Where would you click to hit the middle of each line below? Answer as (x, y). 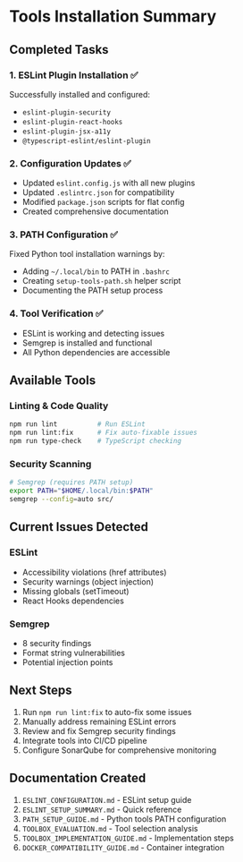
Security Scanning (50, 464)
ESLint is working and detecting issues (93, 333)
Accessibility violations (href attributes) (94, 572)
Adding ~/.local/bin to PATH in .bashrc (96, 271)
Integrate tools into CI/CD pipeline (84, 740)
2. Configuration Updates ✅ (71, 163)
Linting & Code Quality (59, 406)
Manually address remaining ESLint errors (99, 721)
